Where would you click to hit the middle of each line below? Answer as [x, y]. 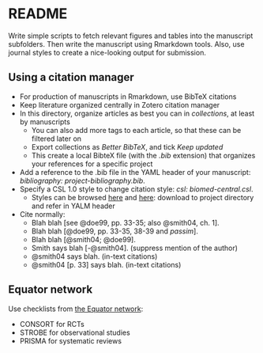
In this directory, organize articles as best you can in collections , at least [137, 113]
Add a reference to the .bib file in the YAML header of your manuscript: [135, 172]
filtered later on [56, 139]
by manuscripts [45, 121]
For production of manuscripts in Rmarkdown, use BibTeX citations [128, 97]
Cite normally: [42, 214]
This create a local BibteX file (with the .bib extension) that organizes [143, 155]
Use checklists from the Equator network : [76, 309]
